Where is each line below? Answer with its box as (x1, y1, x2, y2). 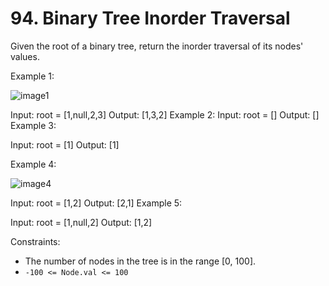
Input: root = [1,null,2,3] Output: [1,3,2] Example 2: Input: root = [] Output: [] (10, 108, 320, 121)
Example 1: (10, 70, 55, 82)
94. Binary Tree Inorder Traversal (10, 7, 291, 30)
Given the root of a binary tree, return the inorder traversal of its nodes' (10, 40, 304, 52)
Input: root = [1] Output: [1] (10, 138, 120, 151)
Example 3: (10, 119, 57, 131)
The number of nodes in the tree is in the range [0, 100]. (24, 255, 257, 267)
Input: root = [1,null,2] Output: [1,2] (10, 216, 153, 228)
